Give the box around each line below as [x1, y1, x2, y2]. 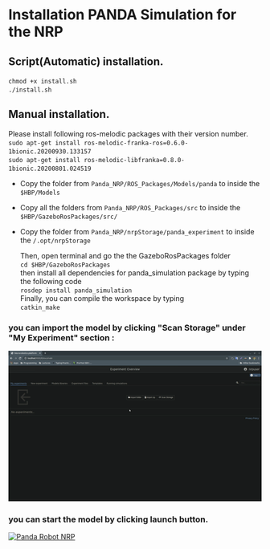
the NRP [8, 22, 63, 41]
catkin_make [19, 303, 60, 311]
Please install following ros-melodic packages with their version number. [8, 128, 249, 138]
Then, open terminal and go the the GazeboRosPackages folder [19, 250, 231, 260]
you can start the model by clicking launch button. [8, 514, 209, 525]
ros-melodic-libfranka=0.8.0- [84, 156, 185, 164]
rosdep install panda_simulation [19, 287, 133, 295]
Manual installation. [8, 108, 110, 121]
